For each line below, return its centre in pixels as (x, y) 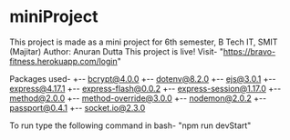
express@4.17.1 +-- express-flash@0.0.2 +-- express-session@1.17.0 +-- (145, 88)
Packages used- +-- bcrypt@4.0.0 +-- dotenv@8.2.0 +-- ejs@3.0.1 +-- (143, 78)
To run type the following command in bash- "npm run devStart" (130, 125)
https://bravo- (249, 51)
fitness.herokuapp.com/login (64, 61)
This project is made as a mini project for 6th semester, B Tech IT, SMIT (144, 42)
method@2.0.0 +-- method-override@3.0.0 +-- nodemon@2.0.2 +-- (138, 98)
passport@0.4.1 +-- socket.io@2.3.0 (78, 107)
